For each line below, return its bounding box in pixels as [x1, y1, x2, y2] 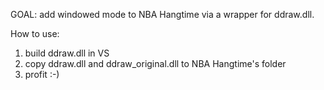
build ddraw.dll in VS [24, 47, 110, 59]
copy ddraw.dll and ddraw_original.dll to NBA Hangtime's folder [24, 58, 287, 69]
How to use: [10, 28, 60, 39]
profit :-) [24, 69, 60, 80]
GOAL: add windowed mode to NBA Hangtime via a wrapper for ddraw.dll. [10, 9, 315, 20]
